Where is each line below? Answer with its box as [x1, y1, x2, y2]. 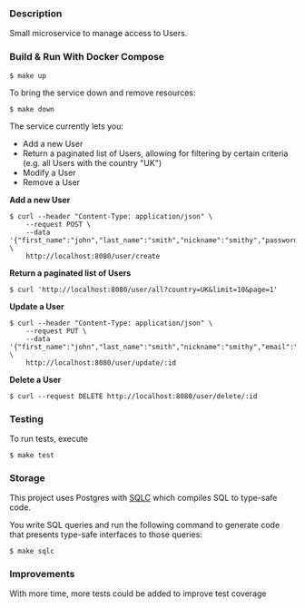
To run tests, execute [9, 433, 89, 444]
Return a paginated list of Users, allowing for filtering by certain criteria [22, 148, 289, 159]
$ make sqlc [9, 547, 54, 556]
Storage [9, 471, 45, 484]
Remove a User [22, 176, 80, 188]
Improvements [9, 568, 75, 581]
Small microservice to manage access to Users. [9, 28, 188, 39]
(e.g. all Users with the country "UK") [22, 157, 162, 168]
